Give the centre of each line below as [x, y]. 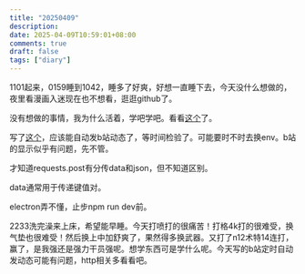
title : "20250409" [44, 18]
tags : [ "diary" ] [40, 60]
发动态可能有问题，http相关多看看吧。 [81, 260]
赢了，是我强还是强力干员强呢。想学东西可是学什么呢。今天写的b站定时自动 [152, 249]
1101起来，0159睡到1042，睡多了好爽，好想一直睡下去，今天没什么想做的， [151, 87]
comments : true [38, 43]
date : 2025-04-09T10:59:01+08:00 [73, 35]
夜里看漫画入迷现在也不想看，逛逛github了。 [93, 98]
